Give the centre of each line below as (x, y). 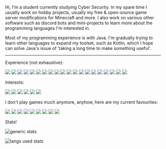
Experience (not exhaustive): (34, 62)
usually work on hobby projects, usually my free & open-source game (76, 12)
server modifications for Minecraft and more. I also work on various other (80, 18)
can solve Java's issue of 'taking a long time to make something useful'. (78, 48)
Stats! (11, 122)
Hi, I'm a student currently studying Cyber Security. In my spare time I (76, 7)
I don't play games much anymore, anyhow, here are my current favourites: (82, 102)
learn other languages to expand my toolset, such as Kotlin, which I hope (79, 43)
